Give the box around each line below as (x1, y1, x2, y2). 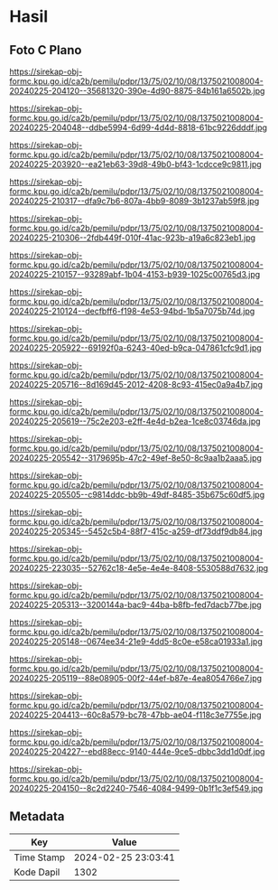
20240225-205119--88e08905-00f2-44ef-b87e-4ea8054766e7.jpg (9, 673, 263, 683)
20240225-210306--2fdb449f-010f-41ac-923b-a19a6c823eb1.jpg (9, 232, 255, 243)
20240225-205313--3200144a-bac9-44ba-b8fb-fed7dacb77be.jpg (9, 599, 262, 610)
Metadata (9, 809, 65, 824)
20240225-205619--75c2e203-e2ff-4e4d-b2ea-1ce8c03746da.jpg (9, 416, 261, 426)
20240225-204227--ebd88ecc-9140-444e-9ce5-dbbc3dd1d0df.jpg (9, 746, 265, 756)
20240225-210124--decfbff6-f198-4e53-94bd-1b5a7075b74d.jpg (9, 305, 255, 316)
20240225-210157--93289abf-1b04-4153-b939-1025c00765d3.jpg (9, 269, 261, 279)
